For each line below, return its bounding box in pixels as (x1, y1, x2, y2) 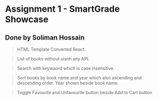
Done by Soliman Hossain (5, 33, 85, 42)
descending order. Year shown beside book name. (17, 80, 119, 86)
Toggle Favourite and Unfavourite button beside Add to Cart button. (17, 90, 154, 95)
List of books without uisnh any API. (17, 56, 90, 62)
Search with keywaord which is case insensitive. (17, 65, 115, 71)
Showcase (5, 14, 49, 25)
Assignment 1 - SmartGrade (5, 3, 120, 15)
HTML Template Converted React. (17, 47, 86, 52)
